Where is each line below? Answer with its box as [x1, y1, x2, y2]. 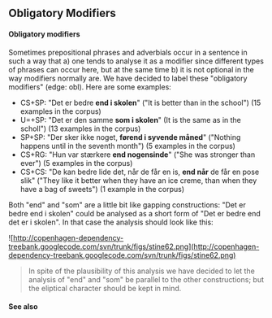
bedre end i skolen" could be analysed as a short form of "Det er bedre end [8, 208, 261, 218]
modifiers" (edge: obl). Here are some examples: [8, 81, 172, 92]
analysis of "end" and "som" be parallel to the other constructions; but [28, 274, 264, 284]
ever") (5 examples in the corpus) [19, 158, 133, 168]
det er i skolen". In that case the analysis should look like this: [8, 217, 214, 227]
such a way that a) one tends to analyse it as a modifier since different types [8, 56, 264, 66]
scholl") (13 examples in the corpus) [19, 124, 141, 133]
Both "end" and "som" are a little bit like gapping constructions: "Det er [8, 199, 246, 210]
